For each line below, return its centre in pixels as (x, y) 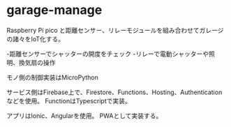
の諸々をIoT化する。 (36, 39)
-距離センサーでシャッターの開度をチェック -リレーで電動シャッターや (108, 54)
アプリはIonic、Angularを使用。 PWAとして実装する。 (84, 115)
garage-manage (54, 10)
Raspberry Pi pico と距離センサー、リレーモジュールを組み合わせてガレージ (115, 30)
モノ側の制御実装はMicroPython (53, 77)
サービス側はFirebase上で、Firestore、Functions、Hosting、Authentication (114, 92)
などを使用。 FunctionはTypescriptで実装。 (69, 100)
